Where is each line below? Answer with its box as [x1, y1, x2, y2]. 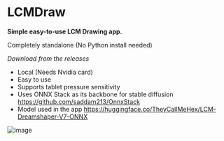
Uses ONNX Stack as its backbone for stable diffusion [17, 90, 174, 98]
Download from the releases [7, 54, 90, 63]
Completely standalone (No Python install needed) [7, 40, 153, 49]
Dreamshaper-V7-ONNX [17, 112, 88, 121]
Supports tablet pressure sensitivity [17, 82, 120, 91]
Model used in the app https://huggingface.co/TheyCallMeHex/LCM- [17, 105, 217, 113]
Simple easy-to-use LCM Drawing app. [7, 27, 122, 36]
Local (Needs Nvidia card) [17, 68, 93, 76]
